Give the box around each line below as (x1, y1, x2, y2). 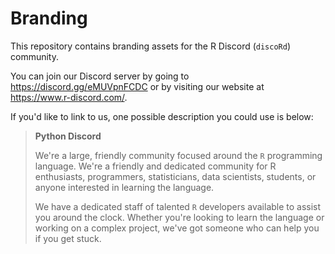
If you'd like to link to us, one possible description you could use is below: (10, 110, 314, 122)
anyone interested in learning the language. (34, 181, 215, 193)
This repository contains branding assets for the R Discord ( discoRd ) (10, 40, 292, 52)
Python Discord (34, 130, 102, 142)
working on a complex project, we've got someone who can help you (34, 222, 320, 234)
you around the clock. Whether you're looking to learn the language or (34, 211, 325, 223)
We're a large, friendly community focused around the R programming (34, 149, 323, 161)
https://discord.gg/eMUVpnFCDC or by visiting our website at (10, 80, 265, 92)
